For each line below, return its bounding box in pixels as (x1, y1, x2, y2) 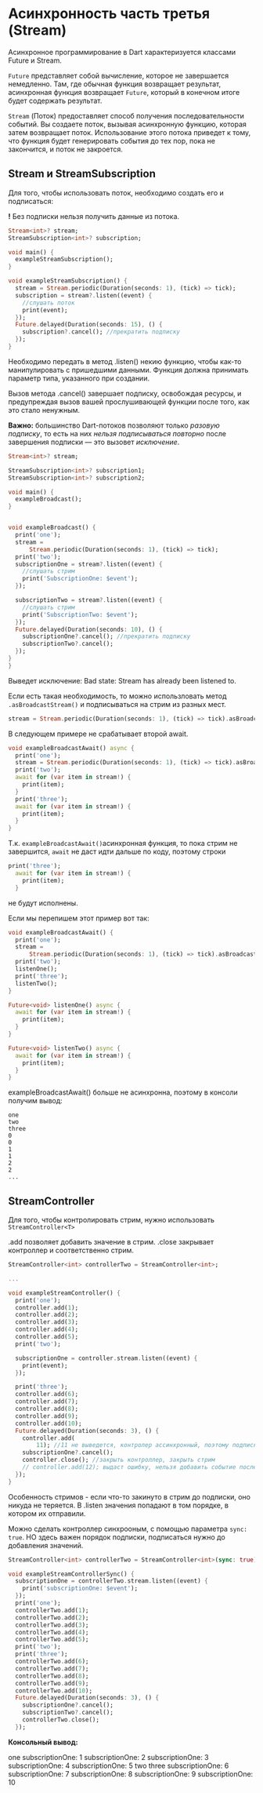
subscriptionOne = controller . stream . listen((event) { (15, 1354, 198, 1362)
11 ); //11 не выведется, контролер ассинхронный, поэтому (36, 1441, 229, 1449)
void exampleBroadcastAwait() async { (8, 744, 135, 752)
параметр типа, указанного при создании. (8, 374, 150, 383)
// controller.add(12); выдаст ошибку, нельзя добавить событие (22, 1463, 236, 1471)
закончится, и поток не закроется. (8, 144, 124, 154)
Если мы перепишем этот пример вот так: (8, 913, 150, 923)
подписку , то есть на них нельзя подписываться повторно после (8, 428, 227, 438)
